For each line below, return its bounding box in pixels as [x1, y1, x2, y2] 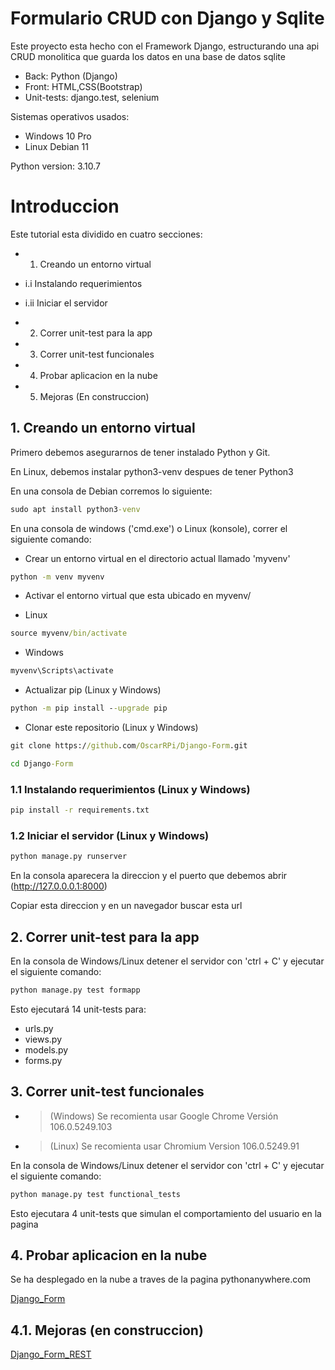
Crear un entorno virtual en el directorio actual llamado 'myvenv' [24, 552, 291, 564]
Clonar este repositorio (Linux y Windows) [24, 722, 199, 734]
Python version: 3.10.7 [10, 160, 102, 172]
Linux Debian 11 [24, 140, 89, 152]
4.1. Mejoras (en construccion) [10, 1322, 204, 1339]
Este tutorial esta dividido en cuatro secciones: [10, 228, 203, 240]
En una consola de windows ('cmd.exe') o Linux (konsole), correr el [10, 522, 288, 534]
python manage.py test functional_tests [10, 1189, 182, 1199]
